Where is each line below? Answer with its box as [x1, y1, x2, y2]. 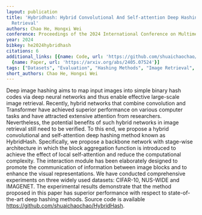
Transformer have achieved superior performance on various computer [6, 106, 183, 113]
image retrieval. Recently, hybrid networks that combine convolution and [6, 100, 186, 107]
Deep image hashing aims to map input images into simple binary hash [6, 87, 182, 94]
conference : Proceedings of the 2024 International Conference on [6, 31, 176, 37]
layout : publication [6, 8, 58, 15]
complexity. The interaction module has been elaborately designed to [6, 157, 178, 164]
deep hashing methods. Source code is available [25, 196, 145, 203]
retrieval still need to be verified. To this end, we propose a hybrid [6, 125, 170, 132]
